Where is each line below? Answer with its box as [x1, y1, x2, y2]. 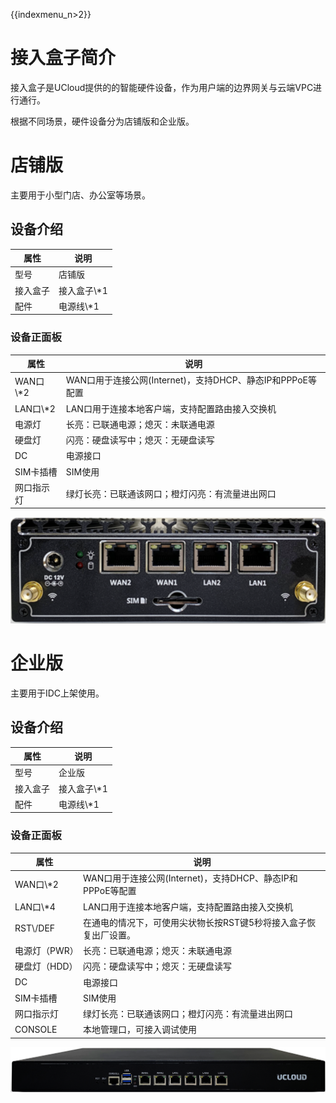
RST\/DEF [14, 922, 56, 934]
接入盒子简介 [10, 47, 117, 69]
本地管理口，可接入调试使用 [82, 1024, 197, 1036]
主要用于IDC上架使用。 [10, 687, 105, 699]
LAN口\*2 [14, 402, 56, 414]
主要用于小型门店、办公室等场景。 [10, 189, 151, 201]
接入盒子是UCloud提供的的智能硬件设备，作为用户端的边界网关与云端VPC [10, 81, 314, 93]
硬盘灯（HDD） [14, 960, 78, 973]
